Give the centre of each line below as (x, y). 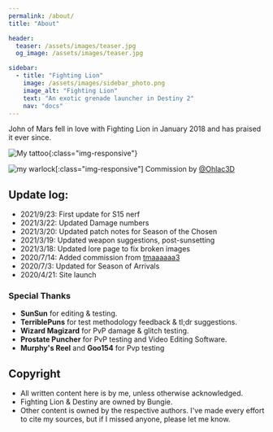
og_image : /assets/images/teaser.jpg (80, 54)
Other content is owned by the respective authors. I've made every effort (142, 411)
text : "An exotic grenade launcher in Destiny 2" (109, 98)
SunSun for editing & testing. (69, 313)
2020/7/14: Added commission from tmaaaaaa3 (100, 258)
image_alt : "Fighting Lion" (70, 90)
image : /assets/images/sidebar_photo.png (94, 83)
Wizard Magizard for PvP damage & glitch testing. (104, 331)
